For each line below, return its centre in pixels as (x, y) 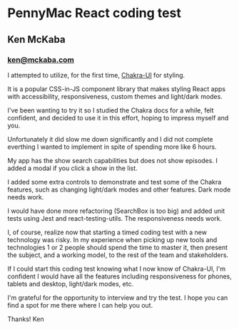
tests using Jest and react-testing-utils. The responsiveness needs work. (115, 218)
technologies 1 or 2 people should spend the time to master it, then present (118, 247)
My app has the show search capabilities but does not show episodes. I (112, 160)
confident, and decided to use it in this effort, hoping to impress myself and (118, 117)
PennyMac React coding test (95, 13)
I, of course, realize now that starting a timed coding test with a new (107, 232)
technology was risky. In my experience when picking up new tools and (112, 239)
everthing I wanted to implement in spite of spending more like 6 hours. (112, 147)
